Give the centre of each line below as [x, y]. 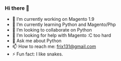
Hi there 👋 [17, 8]
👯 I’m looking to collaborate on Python [52, 30]
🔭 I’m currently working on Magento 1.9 [53, 19]
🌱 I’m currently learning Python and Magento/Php [64, 24]
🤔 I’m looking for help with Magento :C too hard [62, 36]
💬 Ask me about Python [37, 41]
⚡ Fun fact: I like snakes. [37, 54]
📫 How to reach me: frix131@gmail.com [54, 47]
